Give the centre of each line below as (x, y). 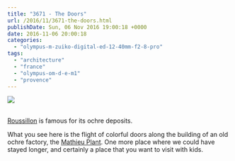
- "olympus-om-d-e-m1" (47, 73)
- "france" (30, 67)
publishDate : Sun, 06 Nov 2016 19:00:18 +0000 (77, 27)
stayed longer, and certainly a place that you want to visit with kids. (105, 150)
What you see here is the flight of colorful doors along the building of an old (118, 135)
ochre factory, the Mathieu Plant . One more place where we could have (111, 142)
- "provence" (33, 80)
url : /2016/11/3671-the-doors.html (60, 21)
